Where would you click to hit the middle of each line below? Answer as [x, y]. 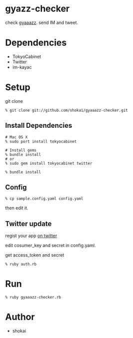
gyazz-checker [37, 9]
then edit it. [17, 208]
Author [20, 317]
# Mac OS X [16, 137]
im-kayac [22, 67]
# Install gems [21, 150]
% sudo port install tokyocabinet [41, 141]
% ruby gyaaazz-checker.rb [33, 298]
